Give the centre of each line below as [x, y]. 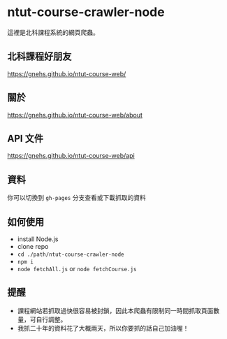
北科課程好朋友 [39, 57]
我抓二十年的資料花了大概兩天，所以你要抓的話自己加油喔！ [103, 328]
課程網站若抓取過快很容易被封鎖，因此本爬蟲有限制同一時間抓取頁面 [115, 310]
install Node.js [38, 239]
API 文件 [25, 138]
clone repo [33, 246]
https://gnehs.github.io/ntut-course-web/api [71, 156]
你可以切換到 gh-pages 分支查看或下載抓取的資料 [77, 198]
